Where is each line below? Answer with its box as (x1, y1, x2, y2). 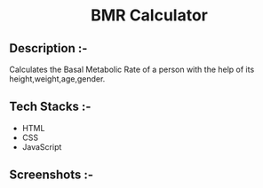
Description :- (9, 41, 88, 56)
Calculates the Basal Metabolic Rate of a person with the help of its (9, 64, 255, 74)
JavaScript (21, 141, 62, 152)
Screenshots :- (9, 168, 94, 183)
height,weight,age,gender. (9, 74, 106, 84)
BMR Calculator (90, 5, 209, 26)
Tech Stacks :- (9, 99, 92, 114)
